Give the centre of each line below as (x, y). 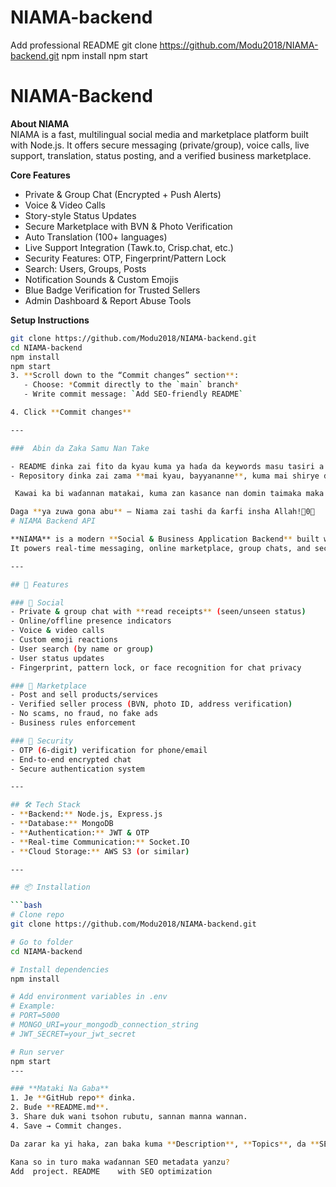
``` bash (26, 906)
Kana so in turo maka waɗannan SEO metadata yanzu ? (120, 1162)
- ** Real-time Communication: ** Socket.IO (100, 842)
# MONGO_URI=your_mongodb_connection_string (104, 1025)
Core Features (40, 175)
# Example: (33, 1006)
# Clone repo (37, 915)
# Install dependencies (60, 969)
